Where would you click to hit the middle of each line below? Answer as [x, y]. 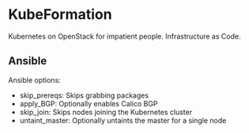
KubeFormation [60, 15]
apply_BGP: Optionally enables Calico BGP [89, 103]
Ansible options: [34, 79]
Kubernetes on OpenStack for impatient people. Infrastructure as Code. [124, 36]
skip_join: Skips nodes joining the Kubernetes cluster [106, 112]
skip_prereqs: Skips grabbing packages [84, 95]
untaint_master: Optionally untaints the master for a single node [123, 120]
